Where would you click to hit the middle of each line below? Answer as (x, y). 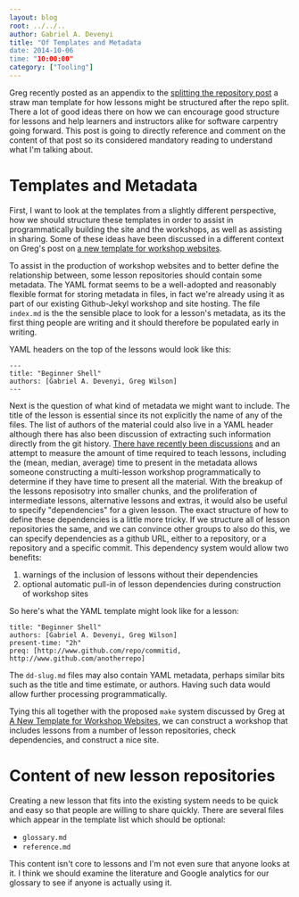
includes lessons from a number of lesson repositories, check (123, 730)
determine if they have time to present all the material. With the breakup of (146, 481)
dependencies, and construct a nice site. (84, 739)
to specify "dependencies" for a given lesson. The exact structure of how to (149, 510)
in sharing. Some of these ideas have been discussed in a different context (147, 238)
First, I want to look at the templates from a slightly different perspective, (143, 210)
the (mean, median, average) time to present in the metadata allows (133, 462)
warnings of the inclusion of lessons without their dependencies (140, 574)
